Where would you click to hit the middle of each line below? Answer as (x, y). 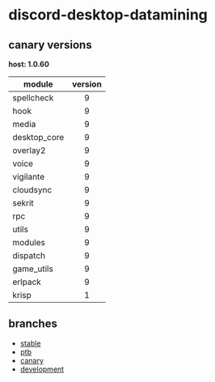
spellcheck (33, 98)
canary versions (50, 45)
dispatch (29, 255)
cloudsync (32, 190)
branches (33, 324)
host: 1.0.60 (29, 64)
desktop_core (38, 137)
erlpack (27, 282)
